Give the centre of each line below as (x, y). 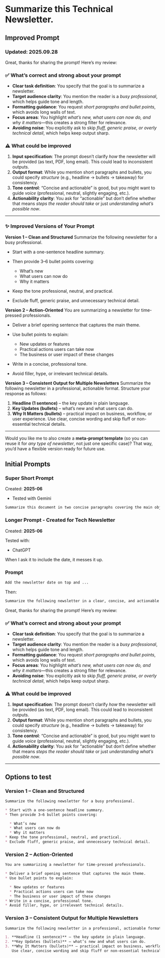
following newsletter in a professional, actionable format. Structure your (78, 388)
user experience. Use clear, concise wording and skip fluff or (74, 419)
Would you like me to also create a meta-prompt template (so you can (77, 438)
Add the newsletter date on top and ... (47, 582)
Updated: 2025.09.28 (31, 52)
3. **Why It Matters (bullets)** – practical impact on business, (74, 946)
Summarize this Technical (59, 9)
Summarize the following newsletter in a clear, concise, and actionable (82, 601)
